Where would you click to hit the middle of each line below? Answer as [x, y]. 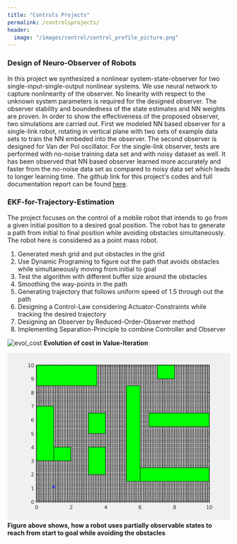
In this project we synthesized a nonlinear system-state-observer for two [114, 79]
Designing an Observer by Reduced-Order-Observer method [106, 322]
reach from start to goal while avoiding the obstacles [87, 533]
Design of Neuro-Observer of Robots [72, 63]
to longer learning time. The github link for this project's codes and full [110, 176]
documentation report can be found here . [68, 183]
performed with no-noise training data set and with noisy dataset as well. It [117, 154]
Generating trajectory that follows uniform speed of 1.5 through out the [121, 291]
